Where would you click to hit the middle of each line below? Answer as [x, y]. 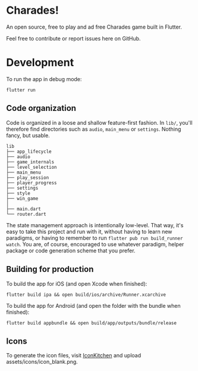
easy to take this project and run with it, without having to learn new [89, 231]
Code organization [41, 108]
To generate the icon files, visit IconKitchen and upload [74, 355]
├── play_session [28, 177]
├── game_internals [30, 162]
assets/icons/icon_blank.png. [42, 362]
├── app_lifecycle [29, 152]
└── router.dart [26, 214]
